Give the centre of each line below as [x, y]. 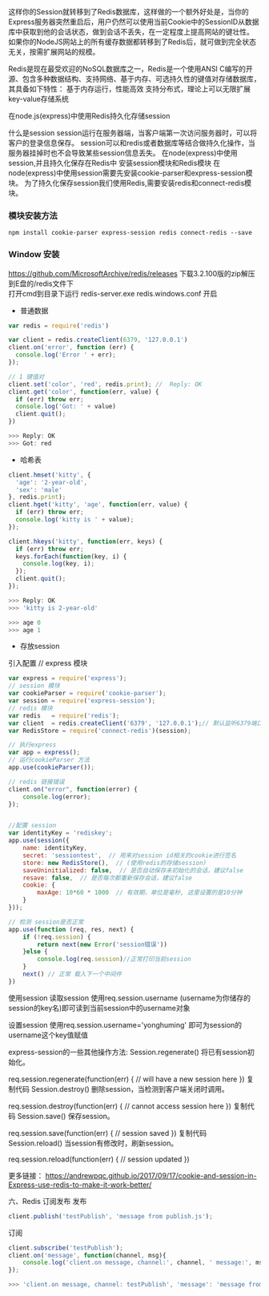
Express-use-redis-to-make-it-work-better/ [80, 1185]
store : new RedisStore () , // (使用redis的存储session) [115, 863]
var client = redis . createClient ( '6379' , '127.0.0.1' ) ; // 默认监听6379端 [133, 723]
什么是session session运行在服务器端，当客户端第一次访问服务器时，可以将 [133, 133]
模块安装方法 [33, 215]
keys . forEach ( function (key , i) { [71, 556]
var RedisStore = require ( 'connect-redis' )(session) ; [100, 731]
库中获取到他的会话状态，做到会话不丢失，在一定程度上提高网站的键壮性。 [131, 32]
